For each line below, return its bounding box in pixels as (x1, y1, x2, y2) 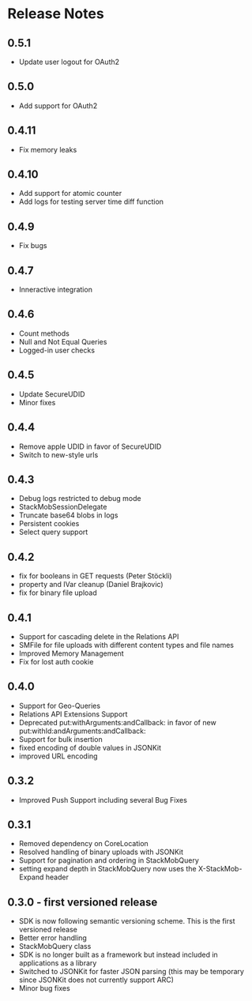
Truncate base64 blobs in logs (18, 510, 118, 520)
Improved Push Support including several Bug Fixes (18, 795, 187, 804)
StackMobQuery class (18, 942, 92, 951)
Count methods (18, 329, 70, 338)
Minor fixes (18, 397, 56, 407)
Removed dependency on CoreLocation (18, 839, 149, 849)
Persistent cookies (18, 519, 80, 529)
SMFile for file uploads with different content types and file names (18, 640, 235, 649)
